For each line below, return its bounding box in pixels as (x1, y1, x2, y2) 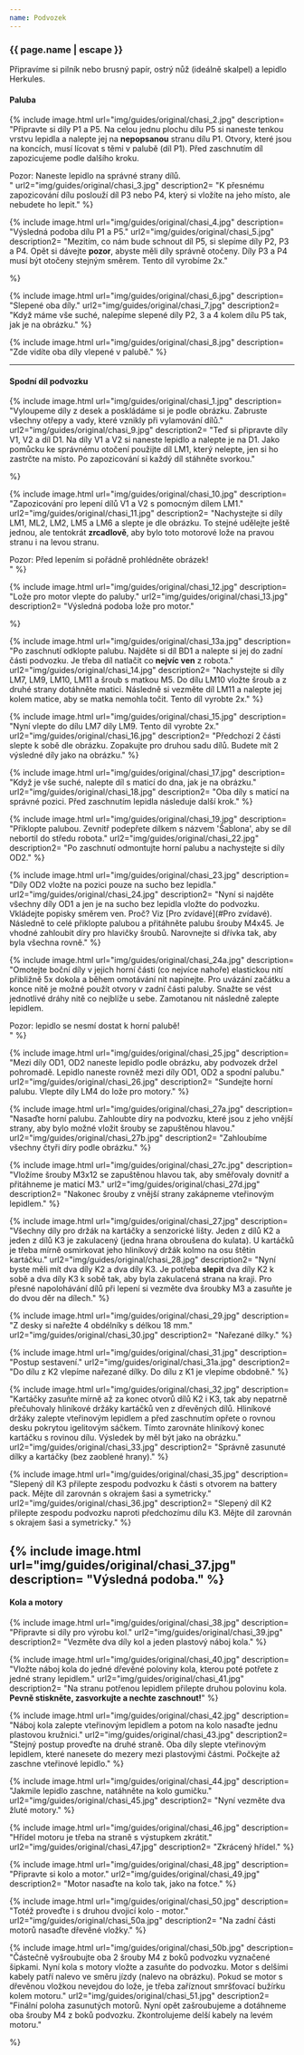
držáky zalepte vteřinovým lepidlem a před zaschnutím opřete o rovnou (9, 1413, 276, 1423)
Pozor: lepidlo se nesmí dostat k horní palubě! (9, 1020, 180, 1031)
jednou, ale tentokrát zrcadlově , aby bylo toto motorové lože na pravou (9, 527, 274, 538)
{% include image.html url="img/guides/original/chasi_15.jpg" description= (9, 711, 287, 722)
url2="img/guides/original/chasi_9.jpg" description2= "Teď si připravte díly (9, 425, 288, 436)
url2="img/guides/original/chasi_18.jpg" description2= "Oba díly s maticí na (9, 786, 290, 797)
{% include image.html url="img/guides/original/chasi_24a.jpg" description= (9, 955, 294, 966)
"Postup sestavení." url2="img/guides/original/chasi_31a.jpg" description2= (9, 1356, 291, 1368)
